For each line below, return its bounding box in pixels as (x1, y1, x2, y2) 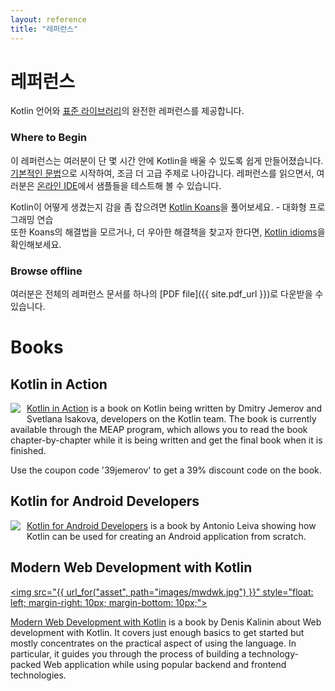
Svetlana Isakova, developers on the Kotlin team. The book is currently (26, 413, 317, 425)
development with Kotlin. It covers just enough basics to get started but (10, 626, 305, 638)
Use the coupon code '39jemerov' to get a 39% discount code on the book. (10, 464, 322, 476)
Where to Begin (10, 131, 88, 145)
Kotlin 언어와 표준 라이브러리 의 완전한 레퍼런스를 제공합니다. (10, 105, 245, 117)
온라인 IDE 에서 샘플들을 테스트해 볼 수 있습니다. (36, 179, 222, 191)
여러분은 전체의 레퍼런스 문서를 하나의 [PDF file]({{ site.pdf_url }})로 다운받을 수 (10, 288, 324, 300)
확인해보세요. (10, 238, 62, 250)
